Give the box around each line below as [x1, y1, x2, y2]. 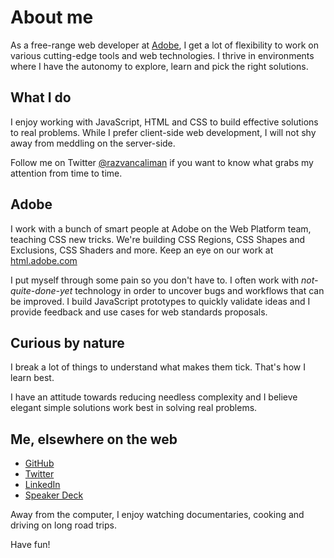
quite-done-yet [10, 284, 73, 296]
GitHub [24, 457, 55, 470]
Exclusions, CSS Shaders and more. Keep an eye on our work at [10, 244, 274, 256]
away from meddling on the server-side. [10, 137, 176, 149]
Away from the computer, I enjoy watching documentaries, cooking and [10, 509, 305, 521]
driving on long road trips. [10, 519, 117, 531]
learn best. [10, 372, 55, 384]
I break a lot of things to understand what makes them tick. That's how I [10, 361, 306, 373]
